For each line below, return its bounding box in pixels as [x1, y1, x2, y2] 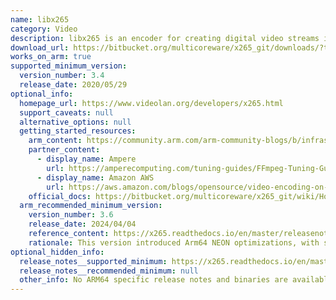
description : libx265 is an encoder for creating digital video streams [10, 33, 320, 43]
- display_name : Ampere [36, 154, 137, 164]
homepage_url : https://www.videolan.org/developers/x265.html [19, 98, 284, 108]
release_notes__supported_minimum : [19, 256, 168, 266]
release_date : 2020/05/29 [19, 80, 128, 90]
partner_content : [28, 145, 101, 155]
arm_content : [28, 136, 83, 146]
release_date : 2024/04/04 [28, 219, 137, 230]
